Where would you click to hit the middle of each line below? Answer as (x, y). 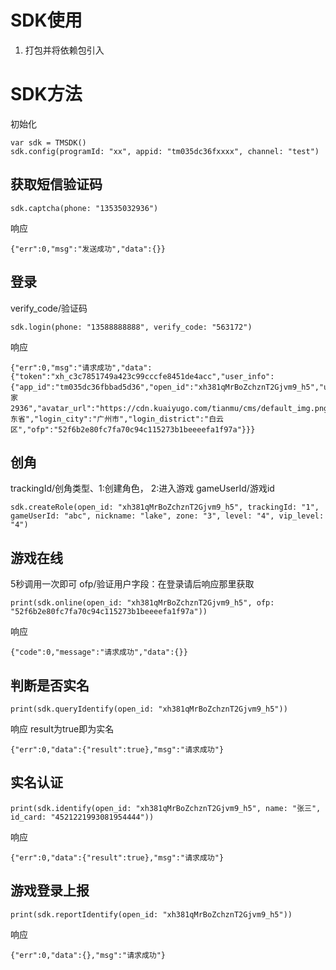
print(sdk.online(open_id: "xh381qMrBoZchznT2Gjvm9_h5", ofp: (142, 603)
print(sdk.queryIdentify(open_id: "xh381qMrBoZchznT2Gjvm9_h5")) (149, 709)
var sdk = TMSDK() (48, 142)
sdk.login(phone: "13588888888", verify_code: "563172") (131, 327)
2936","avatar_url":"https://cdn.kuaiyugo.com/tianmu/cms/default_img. (162, 408)
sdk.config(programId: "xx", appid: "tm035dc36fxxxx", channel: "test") (165, 151)
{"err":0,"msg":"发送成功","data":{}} (88, 249)
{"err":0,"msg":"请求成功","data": (81, 367)
